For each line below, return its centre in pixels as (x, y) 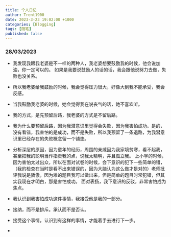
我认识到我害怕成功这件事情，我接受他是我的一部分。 (69, 199)
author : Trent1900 (25, 15)
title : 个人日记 (21, 10)
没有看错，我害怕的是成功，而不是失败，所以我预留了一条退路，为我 (84, 132)
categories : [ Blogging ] (31, 24)
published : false (24, 34)
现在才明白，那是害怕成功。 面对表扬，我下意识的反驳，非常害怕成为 (94, 181)
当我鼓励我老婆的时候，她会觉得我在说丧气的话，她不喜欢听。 (78, 104)
